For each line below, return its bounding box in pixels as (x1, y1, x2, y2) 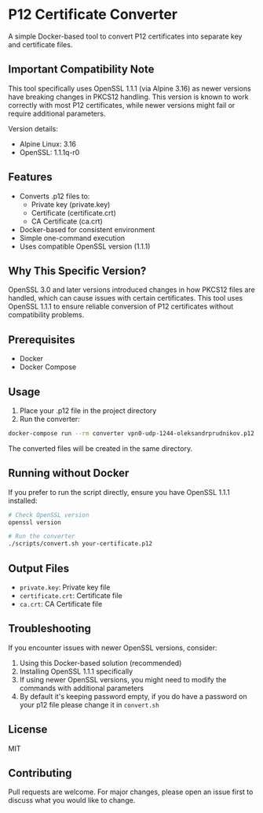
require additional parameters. (8, 109, 106, 118)
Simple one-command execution (19, 233, 126, 242)
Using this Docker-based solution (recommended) (19, 658, 182, 667)
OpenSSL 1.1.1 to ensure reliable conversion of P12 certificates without (8, 301, 234, 312)
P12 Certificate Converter (8, 6, 178, 24)
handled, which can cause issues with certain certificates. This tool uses (8, 294, 243, 303)
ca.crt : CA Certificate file (19, 600, 103, 608)
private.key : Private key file (19, 582, 111, 592)
